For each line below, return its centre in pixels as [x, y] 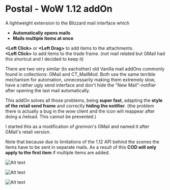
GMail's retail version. [28, 132]
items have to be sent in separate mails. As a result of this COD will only [81, 147]
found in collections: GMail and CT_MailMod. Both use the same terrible [80, 74]
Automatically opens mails [41, 33]
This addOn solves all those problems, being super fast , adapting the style [84, 100]
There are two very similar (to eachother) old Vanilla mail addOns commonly [85, 69]
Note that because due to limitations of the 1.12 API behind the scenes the [82, 142]
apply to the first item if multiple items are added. [58, 152]
